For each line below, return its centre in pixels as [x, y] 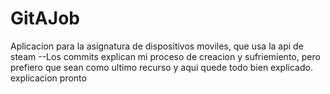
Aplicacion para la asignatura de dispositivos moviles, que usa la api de [157, 46]
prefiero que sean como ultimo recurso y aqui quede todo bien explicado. [161, 67]
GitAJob [45, 18]
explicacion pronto [48, 78]
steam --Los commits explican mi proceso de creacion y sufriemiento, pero [165, 56]
